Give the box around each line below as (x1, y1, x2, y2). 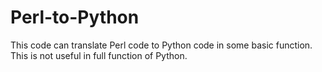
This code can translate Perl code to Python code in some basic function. (10, 39, 313, 51)
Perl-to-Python (10, 6, 140, 29)
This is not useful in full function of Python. (10, 49, 188, 61)
